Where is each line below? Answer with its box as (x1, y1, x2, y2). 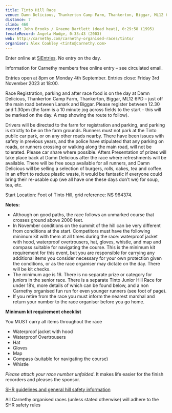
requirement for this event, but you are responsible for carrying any (12, 250, 155, 256)
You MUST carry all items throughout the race (5, 318, 102, 324)
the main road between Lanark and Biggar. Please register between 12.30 (5, 101, 160, 107)
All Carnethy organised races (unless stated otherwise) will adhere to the (5, 396, 159, 402)
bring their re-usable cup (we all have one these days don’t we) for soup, (5, 176, 159, 182)
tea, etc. (5, 181, 23, 188)
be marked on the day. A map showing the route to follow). (5, 112, 129, 118)
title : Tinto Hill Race (5, 7, 56, 13)
